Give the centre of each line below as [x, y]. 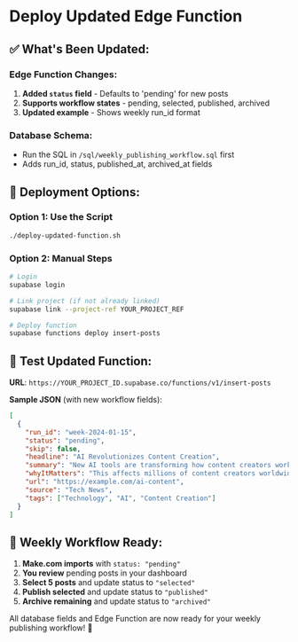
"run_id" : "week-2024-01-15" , [81, 432]
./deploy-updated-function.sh [65, 235]
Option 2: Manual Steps [61, 258]
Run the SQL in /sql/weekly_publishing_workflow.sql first [128, 155]
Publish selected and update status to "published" [115, 592]
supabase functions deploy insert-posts [85, 333]
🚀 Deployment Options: [74, 192]
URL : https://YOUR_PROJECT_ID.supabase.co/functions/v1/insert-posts [141, 382]
